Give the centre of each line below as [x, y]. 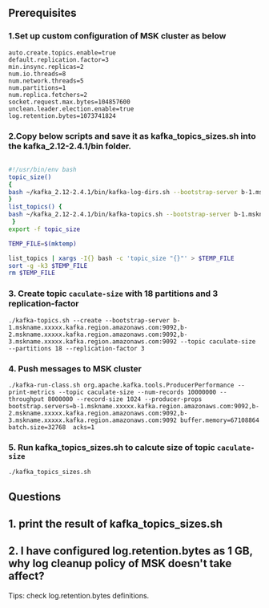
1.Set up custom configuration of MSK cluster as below [117, 36]
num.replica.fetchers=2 [48, 95]
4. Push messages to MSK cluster [75, 368]
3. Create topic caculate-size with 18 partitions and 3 [113, 294]
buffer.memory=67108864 [220, 420]
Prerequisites [42, 13]
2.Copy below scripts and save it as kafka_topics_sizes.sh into [132, 136]
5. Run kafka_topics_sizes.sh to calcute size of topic [112, 447]
